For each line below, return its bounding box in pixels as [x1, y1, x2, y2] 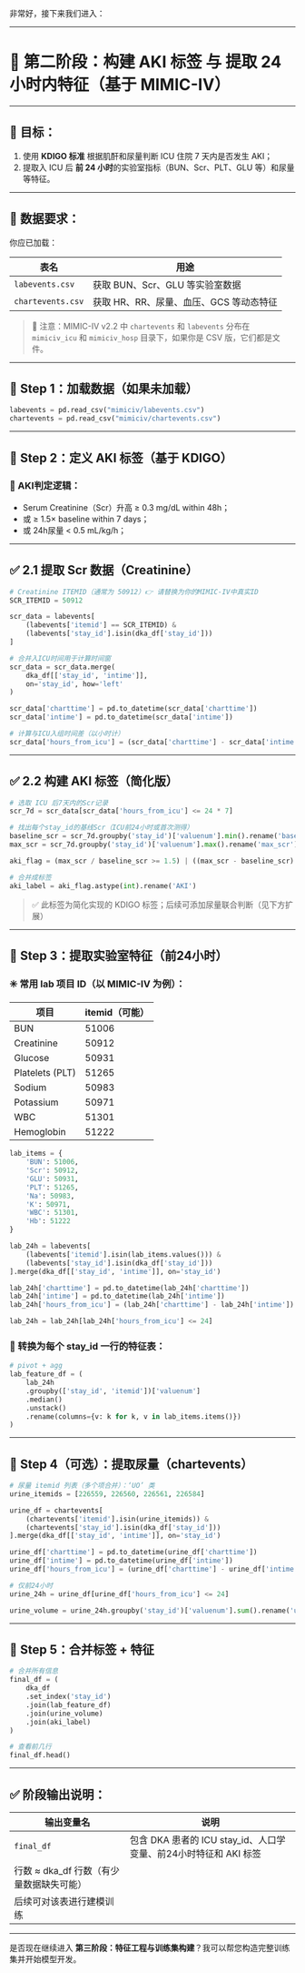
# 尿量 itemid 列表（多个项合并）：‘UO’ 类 [9, 1482, 156, 1491]
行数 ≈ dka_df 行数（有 [14, 1864, 111, 1877]
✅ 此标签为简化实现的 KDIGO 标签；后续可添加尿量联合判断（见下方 [31, 899, 286, 910]
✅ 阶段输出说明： [9, 1786, 106, 1802]
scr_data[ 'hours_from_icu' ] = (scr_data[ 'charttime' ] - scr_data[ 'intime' [9, 737, 299, 746]
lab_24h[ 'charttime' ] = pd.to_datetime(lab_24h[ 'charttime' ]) [9, 1283, 250, 1292]
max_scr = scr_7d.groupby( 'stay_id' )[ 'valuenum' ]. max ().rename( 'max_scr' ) [9, 840, 299, 849]
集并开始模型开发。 [9, 1953, 82, 1964]
